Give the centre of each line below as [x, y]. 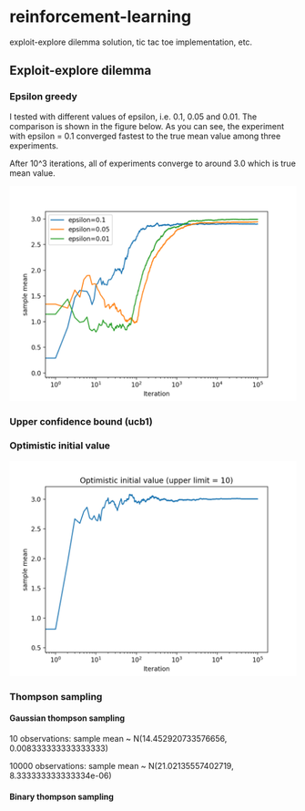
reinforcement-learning [101, 17]
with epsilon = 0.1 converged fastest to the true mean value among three [145, 136]
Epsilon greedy [43, 97]
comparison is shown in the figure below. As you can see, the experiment [147, 126]
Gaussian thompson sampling [67, 718]
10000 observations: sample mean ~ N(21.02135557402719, [122, 765]
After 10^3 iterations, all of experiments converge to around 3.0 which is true [152, 163]
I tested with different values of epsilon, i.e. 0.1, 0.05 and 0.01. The [133, 117]
